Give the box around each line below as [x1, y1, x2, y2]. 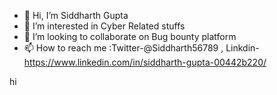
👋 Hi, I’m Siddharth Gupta [23, 10, 129, 21]
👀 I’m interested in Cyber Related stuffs [23, 20, 186, 32]
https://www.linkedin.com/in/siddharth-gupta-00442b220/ [23, 56, 267, 68]
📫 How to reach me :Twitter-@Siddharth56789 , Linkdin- [23, 42, 260, 54]
